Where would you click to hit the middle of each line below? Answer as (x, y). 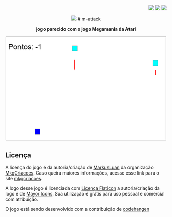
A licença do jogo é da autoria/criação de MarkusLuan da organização (79, 167)
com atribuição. (22, 199)
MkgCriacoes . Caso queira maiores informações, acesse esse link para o (82, 173)
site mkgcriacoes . (24, 178)
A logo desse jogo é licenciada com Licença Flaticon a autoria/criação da (82, 188)
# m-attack (89, 19)
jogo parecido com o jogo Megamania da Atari (86, 29)
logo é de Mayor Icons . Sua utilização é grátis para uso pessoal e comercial (85, 193)
